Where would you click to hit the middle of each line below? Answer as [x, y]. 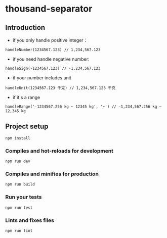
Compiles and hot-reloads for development [59, 151]
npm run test [19, 208]
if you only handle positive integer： [50, 40]
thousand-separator [49, 9]
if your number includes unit [42, 78]
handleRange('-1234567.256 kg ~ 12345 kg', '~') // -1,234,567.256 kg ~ [83, 107]
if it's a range [26, 97]
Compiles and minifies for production [52, 174]
